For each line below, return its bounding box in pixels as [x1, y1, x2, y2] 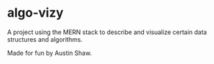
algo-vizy [7, 5, 64, 21]
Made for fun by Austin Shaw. [7, 49, 92, 57]
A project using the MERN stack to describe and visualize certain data [7, 28, 207, 36]
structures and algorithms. [7, 35, 83, 43]
